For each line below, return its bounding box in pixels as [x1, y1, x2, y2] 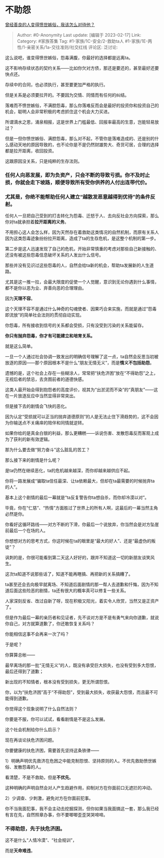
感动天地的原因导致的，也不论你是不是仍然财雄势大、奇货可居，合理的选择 [9, 142, 159, 147]
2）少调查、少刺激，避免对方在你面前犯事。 [5, 795, 94, 801]
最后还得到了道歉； [5, 668, 44, 674]
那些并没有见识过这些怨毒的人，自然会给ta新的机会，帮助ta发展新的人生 [5, 263, 150, 269]
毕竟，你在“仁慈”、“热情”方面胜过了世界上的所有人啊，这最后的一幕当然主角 [5, 505, 158, 511]
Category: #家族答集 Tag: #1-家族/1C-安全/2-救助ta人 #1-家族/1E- [17, 38, 148, 44]
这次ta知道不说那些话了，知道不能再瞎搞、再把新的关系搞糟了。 [5, 571, 133, 577]
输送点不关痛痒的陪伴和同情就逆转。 [13, 420, 86, 426]
